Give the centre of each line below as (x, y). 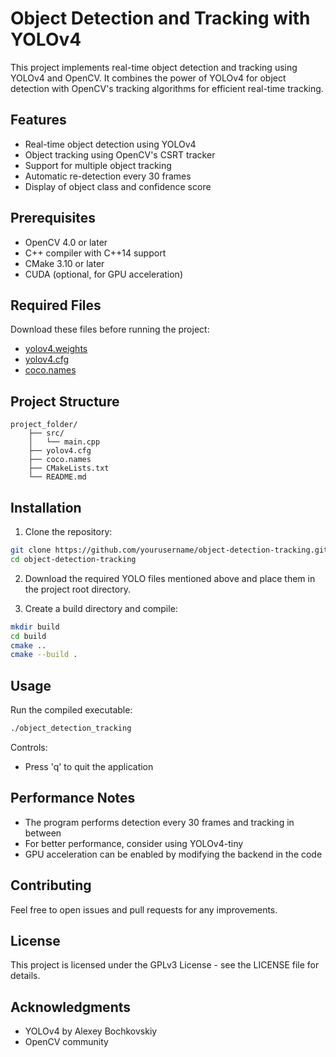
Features (38, 120)
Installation (46, 507)
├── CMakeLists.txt (69, 468)
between (43, 833)
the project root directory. (77, 589)
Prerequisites (53, 218)
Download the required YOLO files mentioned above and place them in (170, 578)
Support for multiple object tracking (98, 165)
